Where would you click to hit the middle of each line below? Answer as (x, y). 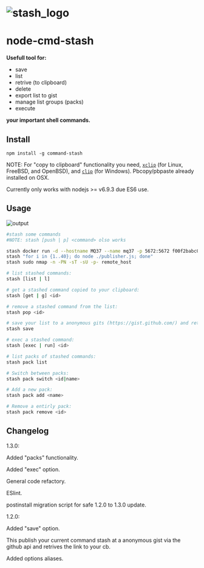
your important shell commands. (49, 120)
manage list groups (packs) (49, 102)
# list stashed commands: (39, 273)
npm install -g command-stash (45, 153)
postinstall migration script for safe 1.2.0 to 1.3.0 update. (76, 505)
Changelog (28, 431)
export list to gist (36, 96)
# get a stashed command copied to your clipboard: (73, 290)
